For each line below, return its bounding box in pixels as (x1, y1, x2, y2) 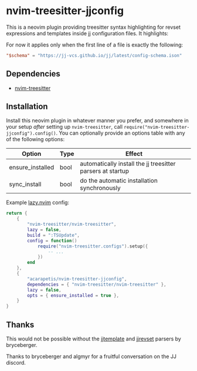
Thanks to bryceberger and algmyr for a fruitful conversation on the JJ (6, 353, 177, 360)
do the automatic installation (80, 176, 158, 185)
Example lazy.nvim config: (6, 199, 69, 206)
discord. (6, 359, 26, 366)
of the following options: (6, 136, 65, 143)
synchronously (80, 184, 121, 192)
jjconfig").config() (6, 131, 57, 136)
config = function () (27, 238, 77, 243)
